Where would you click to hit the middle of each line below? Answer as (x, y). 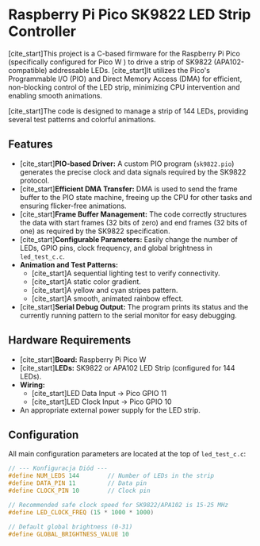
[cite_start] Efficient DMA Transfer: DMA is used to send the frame (128, 189)
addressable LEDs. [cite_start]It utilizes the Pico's (129, 70)
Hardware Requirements (70, 340)
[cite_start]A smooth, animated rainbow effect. (107, 298)
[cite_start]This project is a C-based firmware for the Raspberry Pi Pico (124, 53)
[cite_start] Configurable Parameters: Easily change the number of (128, 239)
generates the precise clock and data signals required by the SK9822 (133, 171)
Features (31, 144)
